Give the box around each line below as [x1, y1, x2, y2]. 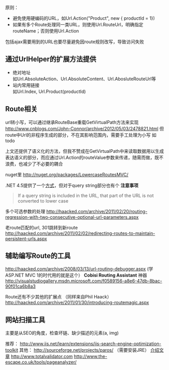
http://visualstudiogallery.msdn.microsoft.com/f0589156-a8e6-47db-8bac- [5, 278, 162, 284]
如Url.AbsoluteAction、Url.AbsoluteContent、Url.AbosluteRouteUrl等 [12, 76, 156, 82]
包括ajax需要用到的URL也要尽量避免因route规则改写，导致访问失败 [5, 39, 144, 45]
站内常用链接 [12, 82, 39, 88]
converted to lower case [17, 197, 69, 204]
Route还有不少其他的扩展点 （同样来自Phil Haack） [5, 294, 112, 300]
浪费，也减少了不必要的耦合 [5, 160, 63, 166]
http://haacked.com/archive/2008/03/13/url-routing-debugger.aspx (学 [5, 266, 153, 272]
